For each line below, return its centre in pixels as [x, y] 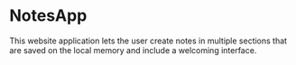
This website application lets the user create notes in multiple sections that [148, 41]
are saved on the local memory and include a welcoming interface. [133, 50]
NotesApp [48, 16]
